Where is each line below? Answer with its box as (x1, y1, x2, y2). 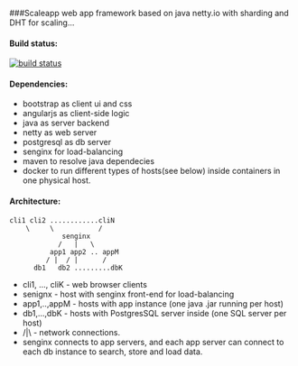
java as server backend (22, 117, 110, 129)
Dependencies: (9, 78, 69, 89)
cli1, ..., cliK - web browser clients (22, 279, 147, 289)
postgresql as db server (22, 137, 112, 148)
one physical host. (22, 175, 91, 186)
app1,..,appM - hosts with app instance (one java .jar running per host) (22, 297, 284, 309)
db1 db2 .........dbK (33, 263, 124, 272)
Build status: (9, 38, 59, 49)
